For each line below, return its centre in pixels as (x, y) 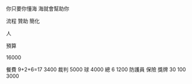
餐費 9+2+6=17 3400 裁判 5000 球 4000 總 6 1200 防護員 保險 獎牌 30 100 (96, 69)
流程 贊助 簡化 (23, 21)
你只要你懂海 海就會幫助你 (37, 8)
